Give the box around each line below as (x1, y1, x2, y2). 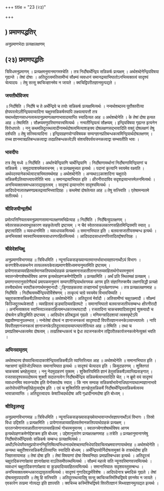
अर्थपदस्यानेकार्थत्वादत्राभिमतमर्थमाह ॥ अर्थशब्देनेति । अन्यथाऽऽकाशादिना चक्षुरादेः (5, 171, 127, 177)
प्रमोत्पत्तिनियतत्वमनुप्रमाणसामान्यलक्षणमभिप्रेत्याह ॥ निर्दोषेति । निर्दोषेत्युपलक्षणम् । (5, 216, 126, 222)
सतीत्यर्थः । (5, 193, 23, 199)
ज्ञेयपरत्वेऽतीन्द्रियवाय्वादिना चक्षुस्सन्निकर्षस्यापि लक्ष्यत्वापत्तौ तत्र (5, 109, 98, 115)
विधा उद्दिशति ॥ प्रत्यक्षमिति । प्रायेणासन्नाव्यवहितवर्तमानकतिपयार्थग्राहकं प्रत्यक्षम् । (5, 420, 126, 425)
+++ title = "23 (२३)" (5, 4, 46, 10)
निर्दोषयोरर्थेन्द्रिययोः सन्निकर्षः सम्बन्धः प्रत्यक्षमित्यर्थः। (5, 436, 82, 442)
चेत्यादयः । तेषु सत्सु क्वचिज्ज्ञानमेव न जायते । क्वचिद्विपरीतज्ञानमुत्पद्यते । (5, 79, 116, 85)
